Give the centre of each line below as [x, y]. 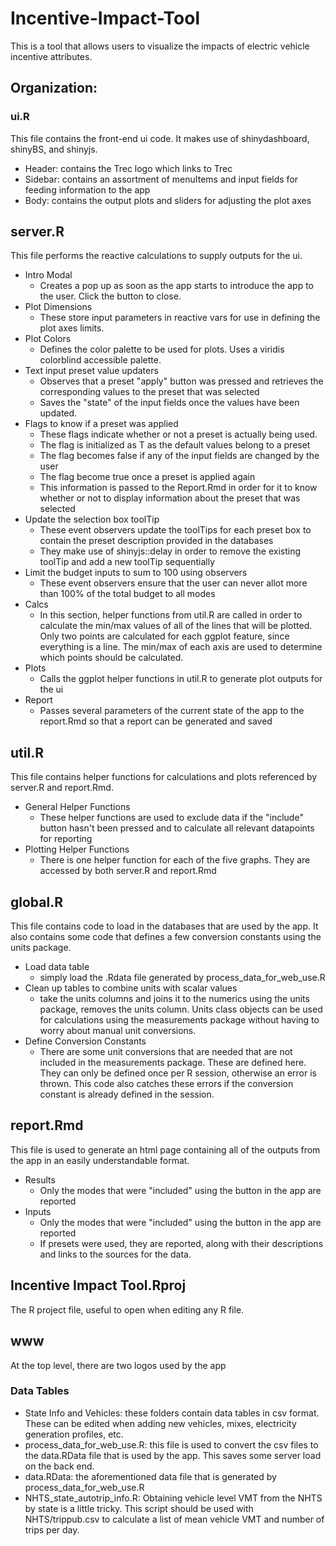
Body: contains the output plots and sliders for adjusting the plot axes [168, 200]
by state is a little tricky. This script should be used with [139, 1508]
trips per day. [52, 1529]
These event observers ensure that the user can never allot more [173, 583]
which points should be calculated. [111, 658]
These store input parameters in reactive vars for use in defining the [180, 318]
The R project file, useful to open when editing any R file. [127, 1309]
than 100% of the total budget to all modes [127, 594]
